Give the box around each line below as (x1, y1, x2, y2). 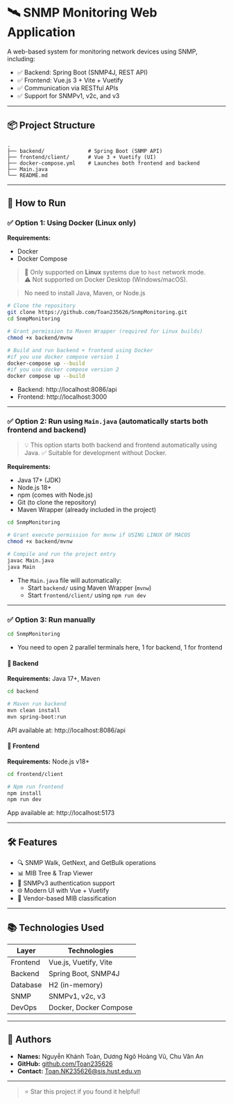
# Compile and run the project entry (7, 551, 116, 558)
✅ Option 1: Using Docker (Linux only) (7, 218, 137, 228)
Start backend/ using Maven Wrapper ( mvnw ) (27, 584, 152, 592)
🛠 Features (7, 836, 58, 848)
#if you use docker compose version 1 (7, 353, 119, 361)
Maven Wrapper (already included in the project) (17, 506, 157, 514)
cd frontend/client (7, 771, 64, 777)
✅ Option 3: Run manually (7, 615, 96, 625)
